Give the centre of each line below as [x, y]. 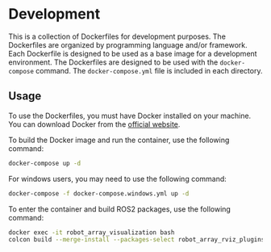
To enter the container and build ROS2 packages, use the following [120, 209]
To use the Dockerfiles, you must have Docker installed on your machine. [130, 115]
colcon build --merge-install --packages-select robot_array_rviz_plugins [137, 240]
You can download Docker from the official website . [94, 124]
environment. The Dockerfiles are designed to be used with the [113, 62]
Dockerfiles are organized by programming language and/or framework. [128, 44]
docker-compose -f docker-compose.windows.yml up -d [99, 193]
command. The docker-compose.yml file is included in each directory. [149, 70]
